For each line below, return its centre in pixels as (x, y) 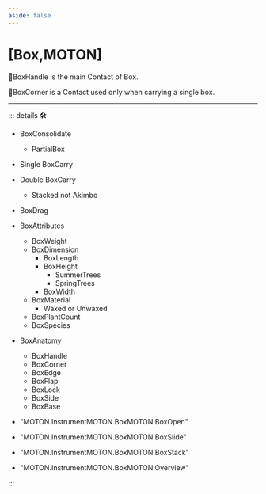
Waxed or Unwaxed (76, 308)
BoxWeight (49, 241)
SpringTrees (75, 283)
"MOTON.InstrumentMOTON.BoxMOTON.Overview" (104, 467)
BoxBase (46, 406)
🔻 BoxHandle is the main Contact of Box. (73, 77)
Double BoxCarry (48, 180)
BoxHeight (60, 266)
